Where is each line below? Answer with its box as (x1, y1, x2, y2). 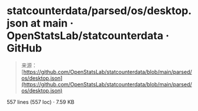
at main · (30, 16, 74, 30)
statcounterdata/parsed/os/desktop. (7, 4, 192, 18)
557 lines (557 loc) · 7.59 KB (7, 98, 74, 105)
